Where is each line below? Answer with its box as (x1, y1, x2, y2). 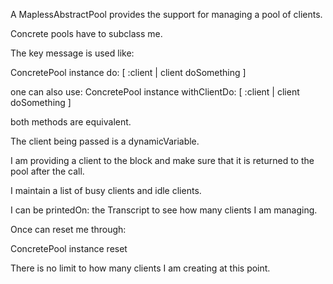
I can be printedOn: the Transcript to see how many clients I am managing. (10, 204, 318, 216)
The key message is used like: (10, 47, 135, 59)
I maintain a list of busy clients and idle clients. (10, 185, 202, 196)
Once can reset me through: (10, 224, 127, 235)
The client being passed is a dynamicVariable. (10, 135, 200, 147)
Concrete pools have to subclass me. (10, 28, 163, 39)
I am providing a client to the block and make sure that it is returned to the (10, 155, 315, 166)
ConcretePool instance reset (10, 243, 128, 254)
